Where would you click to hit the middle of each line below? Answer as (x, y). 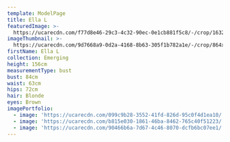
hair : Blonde (26, 96)
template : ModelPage (37, 13)
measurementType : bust (39, 70)
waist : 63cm (24, 83)
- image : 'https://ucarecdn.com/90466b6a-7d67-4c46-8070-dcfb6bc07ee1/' (119, 128)
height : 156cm (27, 64)
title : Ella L (27, 20)
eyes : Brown (24, 102)
